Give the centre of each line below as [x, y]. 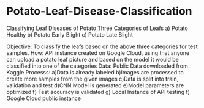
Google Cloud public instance [44, 98]
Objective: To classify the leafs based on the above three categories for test [102, 46]
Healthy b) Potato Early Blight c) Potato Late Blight [70, 34]
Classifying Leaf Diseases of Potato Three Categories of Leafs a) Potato [97, 28]
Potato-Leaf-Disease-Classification [99, 11]
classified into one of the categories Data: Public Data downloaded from [97, 66]
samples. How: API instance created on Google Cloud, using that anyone [98, 52]
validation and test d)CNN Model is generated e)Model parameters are [95, 85]
